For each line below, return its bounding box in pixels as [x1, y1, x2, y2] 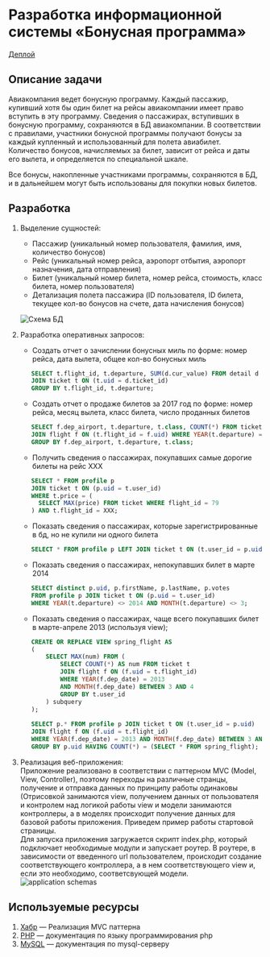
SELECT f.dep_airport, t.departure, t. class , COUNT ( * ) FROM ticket [31, 423, 263, 432]
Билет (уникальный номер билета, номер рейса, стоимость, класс [31, 272, 263, 283]
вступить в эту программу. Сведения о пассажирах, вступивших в [8, 111, 240, 121]
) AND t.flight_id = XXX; [31, 507, 118, 515]
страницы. [19, 826, 56, 835]
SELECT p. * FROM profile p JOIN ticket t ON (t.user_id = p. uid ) [31, 720, 255, 728]
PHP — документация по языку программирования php [19, 930, 214, 940]
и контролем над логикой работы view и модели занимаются [19, 800, 232, 810]
